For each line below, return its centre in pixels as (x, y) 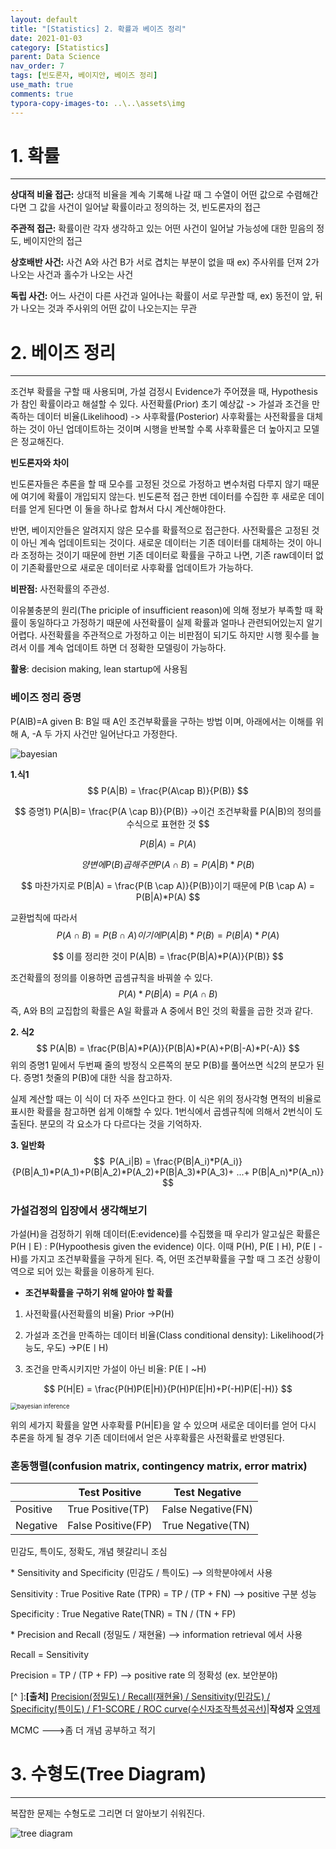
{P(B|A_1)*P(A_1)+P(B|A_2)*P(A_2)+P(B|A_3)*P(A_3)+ (123, 1172)
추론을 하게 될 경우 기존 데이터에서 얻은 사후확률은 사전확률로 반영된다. (147, 1437)
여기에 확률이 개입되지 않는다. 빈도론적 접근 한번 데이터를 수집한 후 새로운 (163, 497)
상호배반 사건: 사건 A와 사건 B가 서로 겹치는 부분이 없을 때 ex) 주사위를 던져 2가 (165, 262)
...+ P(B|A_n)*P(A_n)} (280, 1172)
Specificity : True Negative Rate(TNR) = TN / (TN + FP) (123, 1614)
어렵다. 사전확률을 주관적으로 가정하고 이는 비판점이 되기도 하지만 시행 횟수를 (160, 635)
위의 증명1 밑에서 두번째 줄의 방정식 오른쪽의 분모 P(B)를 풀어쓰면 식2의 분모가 (162, 1065)
